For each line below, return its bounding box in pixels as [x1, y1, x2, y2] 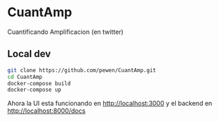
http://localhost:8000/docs [7, 106, 86, 115]
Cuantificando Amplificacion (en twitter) [7, 28, 124, 36]
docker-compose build [7, 80, 71, 87]
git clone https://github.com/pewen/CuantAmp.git [7, 66, 157, 74]
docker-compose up [7, 86, 61, 94]
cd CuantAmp [7, 73, 42, 80]
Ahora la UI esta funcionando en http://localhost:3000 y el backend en [7, 99, 213, 108]
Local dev [7, 48, 52, 60]
